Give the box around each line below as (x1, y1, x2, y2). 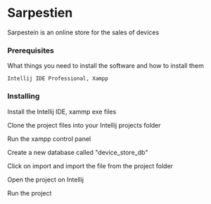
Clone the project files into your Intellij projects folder (7, 121, 161, 129)
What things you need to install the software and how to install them (7, 62, 204, 70)
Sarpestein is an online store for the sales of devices (7, 28, 160, 36)
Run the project (7, 189, 52, 197)
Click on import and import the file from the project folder (7, 161, 174, 170)
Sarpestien (7, 5, 73, 21)
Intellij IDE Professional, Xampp (7, 75, 109, 82)
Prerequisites (7, 46, 54, 55)
